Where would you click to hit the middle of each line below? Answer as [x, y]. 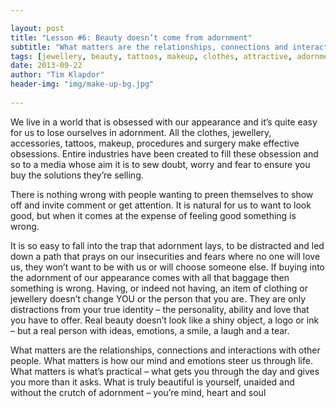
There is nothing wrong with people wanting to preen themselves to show [162, 194]
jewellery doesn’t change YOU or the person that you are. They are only [158, 298]
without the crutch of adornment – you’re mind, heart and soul [138, 392]
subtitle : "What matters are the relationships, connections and [149, 47]
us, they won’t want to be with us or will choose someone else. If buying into [168, 267]
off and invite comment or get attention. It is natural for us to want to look [161, 205]
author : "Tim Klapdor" [57, 75]
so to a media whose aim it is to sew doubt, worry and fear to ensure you [160, 164]
